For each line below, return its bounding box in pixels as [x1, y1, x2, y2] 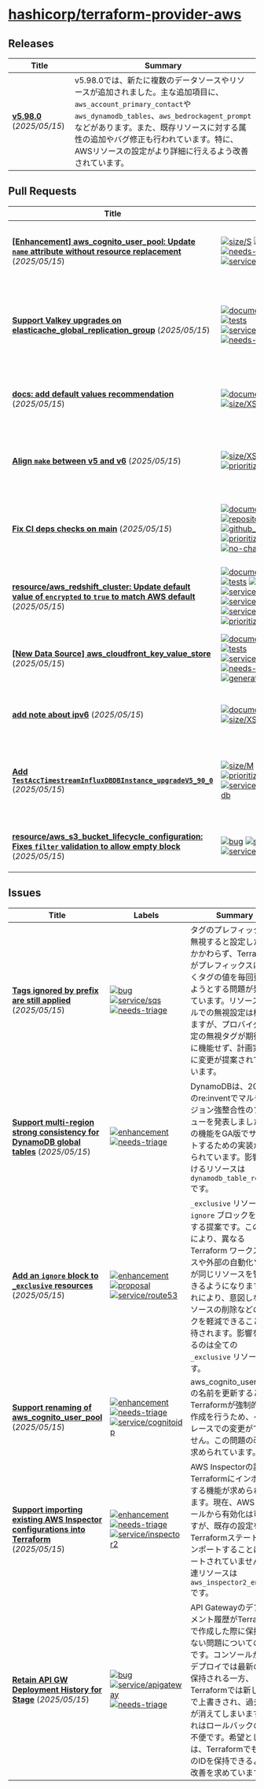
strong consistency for [12, 1127, 100, 1138]
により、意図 [197, 1292, 246, 1303]
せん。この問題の [189, 1434, 254, 1445]
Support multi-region [12, 1116, 94, 1127]
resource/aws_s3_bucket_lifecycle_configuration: [12, 831, 203, 842]
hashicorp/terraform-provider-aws [8, 6, 242, 24]
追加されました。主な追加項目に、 [97, 87, 224, 98]
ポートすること [197, 1544, 254, 1555]
